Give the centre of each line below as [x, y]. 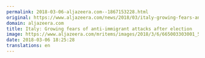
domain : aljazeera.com [35, 23]
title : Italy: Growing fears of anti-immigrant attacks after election [99, 29]
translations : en [28, 46]
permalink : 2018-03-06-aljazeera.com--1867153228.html [77, 12]
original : [19, 18]
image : [15, 34]
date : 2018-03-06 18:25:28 [41, 40]
